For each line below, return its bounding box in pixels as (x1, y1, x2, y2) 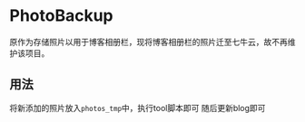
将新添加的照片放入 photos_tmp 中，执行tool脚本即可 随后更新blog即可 (9, 102, 266, 113)
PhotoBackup (9, 5, 113, 26)
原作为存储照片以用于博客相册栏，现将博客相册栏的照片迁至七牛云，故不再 (9, 36, 288, 47)
